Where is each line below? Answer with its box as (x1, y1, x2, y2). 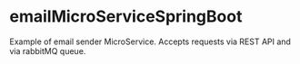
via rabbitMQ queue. (9, 45, 86, 56)
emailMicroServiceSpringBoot (9, 6, 243, 27)
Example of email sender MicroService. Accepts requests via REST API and (9, 36, 291, 47)
